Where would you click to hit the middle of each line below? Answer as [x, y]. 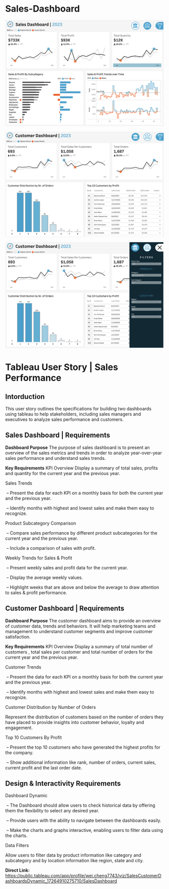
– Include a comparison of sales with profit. [51, 548]
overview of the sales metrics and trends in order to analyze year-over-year [83, 453]
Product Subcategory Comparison [41, 523]
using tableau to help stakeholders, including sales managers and [73, 414]
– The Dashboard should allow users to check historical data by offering [81, 805]
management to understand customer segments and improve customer [79, 631]
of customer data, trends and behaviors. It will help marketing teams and [80, 626]
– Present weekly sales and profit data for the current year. [67, 567]
